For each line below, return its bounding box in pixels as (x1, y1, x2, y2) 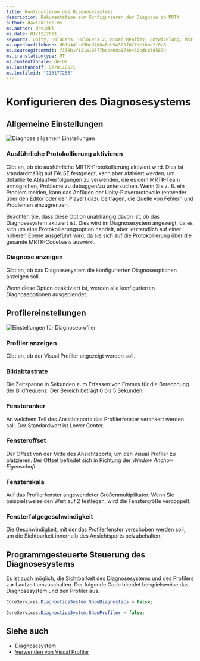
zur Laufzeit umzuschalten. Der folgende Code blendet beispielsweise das (6, 581, 189, 588)
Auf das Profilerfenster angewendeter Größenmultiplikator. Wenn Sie (6, 491, 174, 498)
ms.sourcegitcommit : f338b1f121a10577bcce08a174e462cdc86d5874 (6, 48, 167, 54)
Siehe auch (6, 626, 49, 637)
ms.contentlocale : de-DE (6, 58, 68, 64)
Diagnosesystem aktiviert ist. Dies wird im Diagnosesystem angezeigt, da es (6, 219, 193, 226)
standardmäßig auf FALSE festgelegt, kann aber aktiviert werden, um (6, 169, 175, 176)
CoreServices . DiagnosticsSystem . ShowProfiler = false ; (6, 610, 145, 616)
